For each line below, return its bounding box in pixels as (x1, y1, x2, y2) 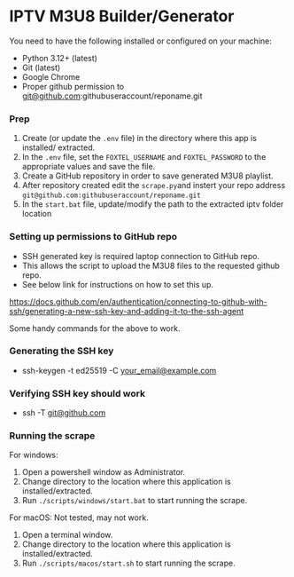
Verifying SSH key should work (9, 387, 146, 399)
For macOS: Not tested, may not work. (9, 512, 149, 523)
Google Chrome (21, 71, 81, 82)
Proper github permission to (21, 81, 125, 91)
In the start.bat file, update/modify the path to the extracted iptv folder (21, 199, 284, 209)
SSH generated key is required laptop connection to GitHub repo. (21, 250, 259, 261)
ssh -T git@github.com (21, 407, 106, 418)
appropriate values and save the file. (21, 162, 156, 172)
